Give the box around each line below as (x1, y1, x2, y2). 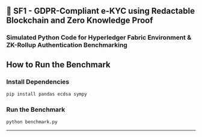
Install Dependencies (6, 78, 70, 86)
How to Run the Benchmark (6, 59, 111, 70)
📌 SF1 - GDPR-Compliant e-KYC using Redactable (6, 6, 195, 16)
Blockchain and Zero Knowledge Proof (6, 16, 153, 26)
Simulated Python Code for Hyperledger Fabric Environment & (6, 34, 192, 42)
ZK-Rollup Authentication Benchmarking (6, 41, 127, 49)
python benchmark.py (6, 119, 58, 125)
